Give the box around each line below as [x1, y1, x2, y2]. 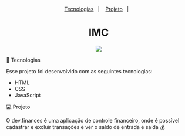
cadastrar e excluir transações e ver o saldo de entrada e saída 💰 [6, 123, 166, 130]
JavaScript [14, 91, 41, 98]
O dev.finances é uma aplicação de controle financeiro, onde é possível [6, 117, 180, 124]
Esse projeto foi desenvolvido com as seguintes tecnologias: [6, 67, 153, 74]
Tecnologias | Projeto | [64, 6, 129, 12]
